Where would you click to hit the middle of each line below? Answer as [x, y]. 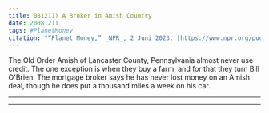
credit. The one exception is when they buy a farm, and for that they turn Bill [134, 69]
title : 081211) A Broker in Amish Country [80, 16]
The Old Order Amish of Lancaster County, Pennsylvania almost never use [131, 60]
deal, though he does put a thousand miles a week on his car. [109, 86]
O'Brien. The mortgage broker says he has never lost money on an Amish [129, 77]
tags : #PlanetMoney [41, 30]
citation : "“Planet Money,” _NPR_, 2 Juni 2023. [91, 38]
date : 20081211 [34, 23]
